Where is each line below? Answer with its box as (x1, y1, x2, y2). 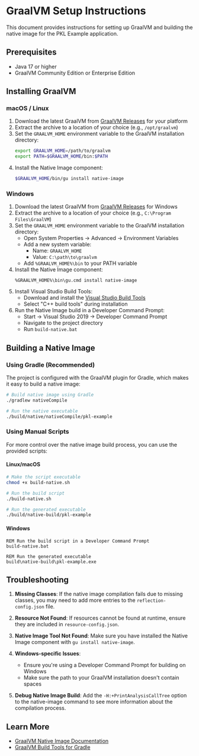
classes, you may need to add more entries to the (14, 597, 136, 604)
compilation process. (14, 704, 66, 712)
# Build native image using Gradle (6, 392, 94, 398)
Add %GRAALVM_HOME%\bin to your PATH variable (23, 260, 137, 267)
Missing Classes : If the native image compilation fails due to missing (14, 591, 183, 598)
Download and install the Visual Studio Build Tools (23, 294, 146, 302)
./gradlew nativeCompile (6, 397, 68, 403)
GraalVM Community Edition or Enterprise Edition (14, 69, 135, 76)
